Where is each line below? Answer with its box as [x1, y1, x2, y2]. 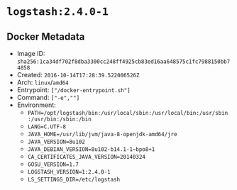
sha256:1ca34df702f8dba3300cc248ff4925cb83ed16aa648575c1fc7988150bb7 [16, 58, 231, 65]
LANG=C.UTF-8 [27, 123, 67, 130]
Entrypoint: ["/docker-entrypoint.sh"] [16, 86, 131, 94]
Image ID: [16, 50, 45, 57]
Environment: [16, 101, 56, 109]
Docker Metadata [6, 30, 85, 43]
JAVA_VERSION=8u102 [27, 138, 86, 145]
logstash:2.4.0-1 [6, 5, 109, 18]
